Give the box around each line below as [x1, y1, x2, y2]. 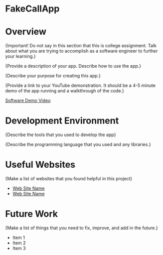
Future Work [5, 208, 58, 220]
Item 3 [12, 245, 26, 251]
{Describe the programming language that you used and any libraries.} [5, 142, 151, 148]
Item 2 [12, 239, 26, 246]
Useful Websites [5, 159, 76, 171]
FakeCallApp [5, 3, 60, 15]
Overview [5, 26, 47, 38]
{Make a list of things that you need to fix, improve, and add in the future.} [5, 224, 158, 231]
